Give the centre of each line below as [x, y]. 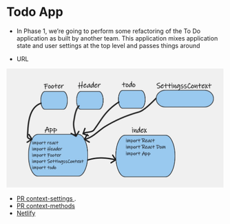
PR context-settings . [46, 198]
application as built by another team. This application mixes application [117, 38]
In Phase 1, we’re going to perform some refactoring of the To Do [108, 31]
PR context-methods [45, 205]
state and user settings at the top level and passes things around [108, 45]
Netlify [26, 213]
